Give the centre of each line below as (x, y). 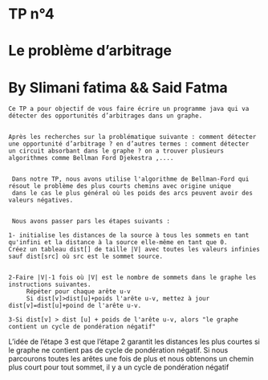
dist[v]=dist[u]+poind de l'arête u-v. (75, 306)
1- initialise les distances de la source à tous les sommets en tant (129, 235)
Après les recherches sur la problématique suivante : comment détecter (132, 137)
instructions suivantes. (50, 285)
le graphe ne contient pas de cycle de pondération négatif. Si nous (118, 350)
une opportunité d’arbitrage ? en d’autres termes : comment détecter (129, 144)
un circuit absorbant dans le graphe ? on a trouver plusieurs (116, 151)
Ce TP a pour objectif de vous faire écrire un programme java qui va (129, 109)
